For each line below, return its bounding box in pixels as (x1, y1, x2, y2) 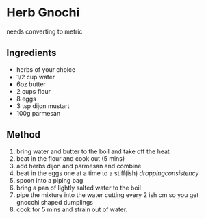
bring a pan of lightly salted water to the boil (16, 183, 142, 192)
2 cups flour (16, 87, 51, 95)
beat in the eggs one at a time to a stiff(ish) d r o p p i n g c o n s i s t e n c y (16, 169, 199, 177)
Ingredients (6, 47, 57, 59)
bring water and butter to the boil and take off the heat (16, 147, 170, 155)
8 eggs (16, 94, 37, 103)
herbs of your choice (16, 65, 76, 73)
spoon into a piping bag (16, 176, 83, 184)
